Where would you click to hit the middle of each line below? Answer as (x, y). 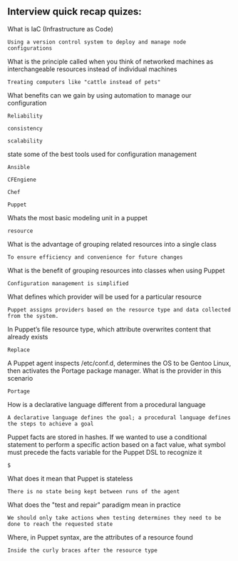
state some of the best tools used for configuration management (102, 154)
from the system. (33, 316)
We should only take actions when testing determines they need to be (114, 518)
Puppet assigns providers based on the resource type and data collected (119, 309)
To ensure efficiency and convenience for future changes (95, 257)
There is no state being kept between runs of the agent (94, 491)
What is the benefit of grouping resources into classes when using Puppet (116, 270)
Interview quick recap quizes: (75, 12)
